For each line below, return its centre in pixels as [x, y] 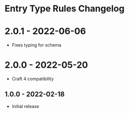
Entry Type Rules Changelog [64, 9]
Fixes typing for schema [36, 45]
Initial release [25, 106]
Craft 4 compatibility [33, 79]
